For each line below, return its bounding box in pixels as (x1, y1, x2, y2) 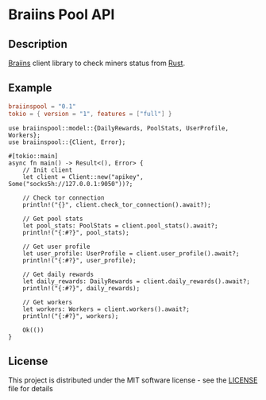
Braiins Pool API (8, 6, 115, 24)
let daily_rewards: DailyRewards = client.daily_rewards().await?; (22, 277, 250, 285)
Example (8, 81, 52, 95)
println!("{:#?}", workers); (22, 312, 119, 320)
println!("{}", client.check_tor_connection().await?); (22, 200, 212, 208)
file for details (8, 384, 53, 394)
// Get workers (22, 298, 73, 306)
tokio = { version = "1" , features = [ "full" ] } (8, 110, 172, 118)
